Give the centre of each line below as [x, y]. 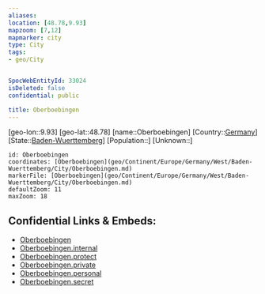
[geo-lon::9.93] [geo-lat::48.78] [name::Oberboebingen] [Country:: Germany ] [133, 132]
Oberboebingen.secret [57, 282]
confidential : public [44, 96]
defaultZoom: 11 [35, 190]
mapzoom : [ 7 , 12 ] [35, 30]
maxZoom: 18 [28, 197]
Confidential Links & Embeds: [82, 221]
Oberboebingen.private [58, 265]
